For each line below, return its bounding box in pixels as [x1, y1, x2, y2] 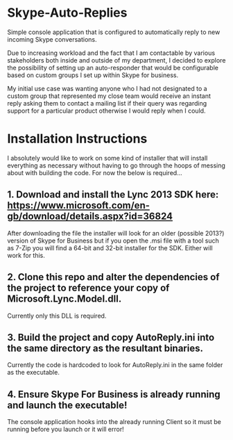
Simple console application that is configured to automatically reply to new [7, 28, 221, 36]
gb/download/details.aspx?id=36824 [7, 211, 173, 222]
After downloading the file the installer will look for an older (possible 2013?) [7, 229, 225, 237]
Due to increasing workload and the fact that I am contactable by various [7, 49, 216, 57]
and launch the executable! [7, 399, 128, 411]
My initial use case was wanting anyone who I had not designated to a [7, 84, 207, 92]
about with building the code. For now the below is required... [7, 168, 182, 177]
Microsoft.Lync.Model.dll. [7, 293, 122, 305]
